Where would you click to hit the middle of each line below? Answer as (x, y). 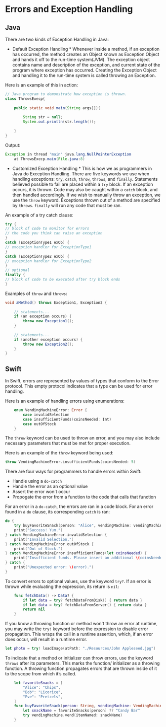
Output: (13, 145)
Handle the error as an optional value (50, 486)
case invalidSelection (46, 415)
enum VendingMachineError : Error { (51, 410)
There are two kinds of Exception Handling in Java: (57, 39)
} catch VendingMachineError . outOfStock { (49, 544)
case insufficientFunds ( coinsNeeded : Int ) (67, 419)
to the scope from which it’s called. (41, 674)
